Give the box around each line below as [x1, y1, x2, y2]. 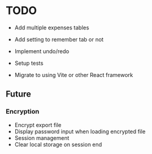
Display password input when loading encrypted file [14, 128, 146, 135]
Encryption [5, 108, 40, 116]
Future [5, 89, 32, 100]
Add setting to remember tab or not [14, 35, 104, 43]
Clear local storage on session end [14, 141, 102, 148]
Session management [14, 134, 70, 141]
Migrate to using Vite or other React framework [14, 71, 134, 78]
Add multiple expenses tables [14, 24, 90, 31]
